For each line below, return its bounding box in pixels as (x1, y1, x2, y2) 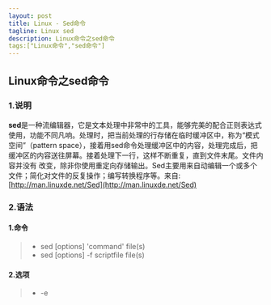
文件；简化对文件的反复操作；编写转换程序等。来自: (8, 171, 181, 180)
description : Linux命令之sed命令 (8, 34, 115, 43)
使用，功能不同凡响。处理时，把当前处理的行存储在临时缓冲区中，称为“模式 (8, 130, 260, 140)
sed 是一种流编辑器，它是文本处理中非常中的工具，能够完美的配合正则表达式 (8, 120, 263, 129)
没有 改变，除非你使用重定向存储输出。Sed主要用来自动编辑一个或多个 (22, 160, 257, 170)
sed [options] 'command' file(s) (40, 241, 146, 251)
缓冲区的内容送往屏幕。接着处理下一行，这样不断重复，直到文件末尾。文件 (8, 150, 256, 160)
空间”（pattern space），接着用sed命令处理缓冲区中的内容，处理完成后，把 (8, 140, 258, 150)
